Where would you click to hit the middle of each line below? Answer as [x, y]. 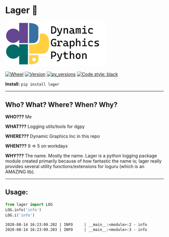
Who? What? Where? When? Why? [61, 104]
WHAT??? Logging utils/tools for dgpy [45, 126]
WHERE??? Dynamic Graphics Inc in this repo [53, 136]
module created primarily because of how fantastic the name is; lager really [83, 161]
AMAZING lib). [20, 172]
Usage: [17, 192]
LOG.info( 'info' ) [23, 210]
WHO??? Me [19, 116]
